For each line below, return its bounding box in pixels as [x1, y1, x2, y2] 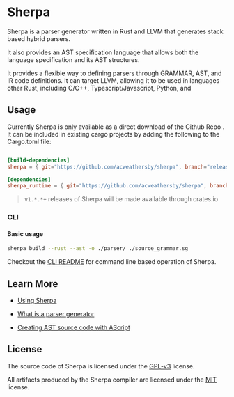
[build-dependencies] [7, 157, 70, 164]
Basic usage [7, 229, 44, 238]
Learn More [7, 278, 58, 290]
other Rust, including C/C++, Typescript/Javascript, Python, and [7, 84, 192, 92]
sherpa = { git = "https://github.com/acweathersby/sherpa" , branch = [7, 163, 208, 171]
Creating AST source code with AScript [17, 323, 131, 332]
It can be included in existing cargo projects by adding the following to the [7, 130, 220, 138]
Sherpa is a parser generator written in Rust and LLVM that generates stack [7, 27, 224, 36]
